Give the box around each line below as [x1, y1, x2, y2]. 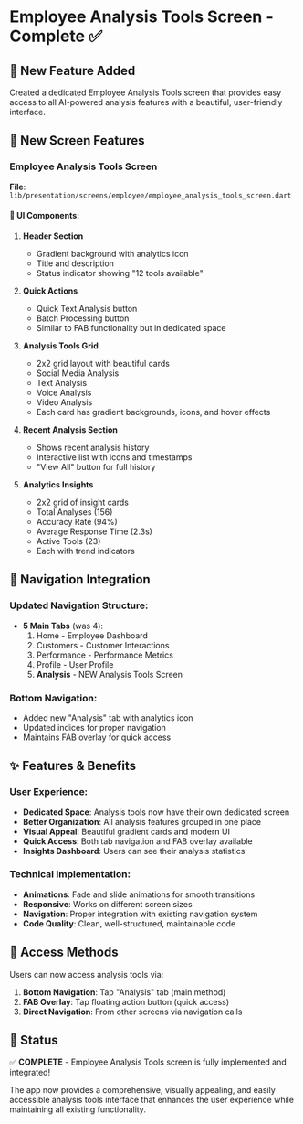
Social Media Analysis [36, 368, 120, 379]
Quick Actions [22, 285, 78, 296]
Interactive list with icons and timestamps [36, 451, 193, 463]
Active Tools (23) [36, 535, 101, 546]
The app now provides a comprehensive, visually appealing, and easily [9, 1085, 276, 1096]
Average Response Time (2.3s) [36, 526, 153, 537]
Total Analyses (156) [36, 506, 113, 518]
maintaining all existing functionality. [9, 1104, 146, 1115]
